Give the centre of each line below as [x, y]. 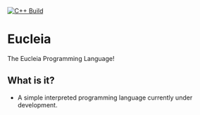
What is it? [31, 81]
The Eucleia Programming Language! [61, 58]
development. [37, 104]
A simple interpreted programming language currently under [105, 97]
